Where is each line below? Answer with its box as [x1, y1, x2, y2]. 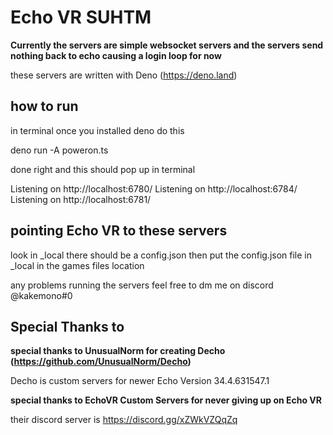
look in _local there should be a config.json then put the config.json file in [10, 249, 312, 261]
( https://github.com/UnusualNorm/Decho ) [10, 356, 192, 368]
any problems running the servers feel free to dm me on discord [10, 279, 274, 291]
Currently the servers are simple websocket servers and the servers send [10, 39, 324, 51]
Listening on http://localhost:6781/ [10, 193, 152, 205]
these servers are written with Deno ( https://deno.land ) [10, 69, 238, 81]
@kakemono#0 [10, 289, 73, 301]
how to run [10, 98, 79, 115]
